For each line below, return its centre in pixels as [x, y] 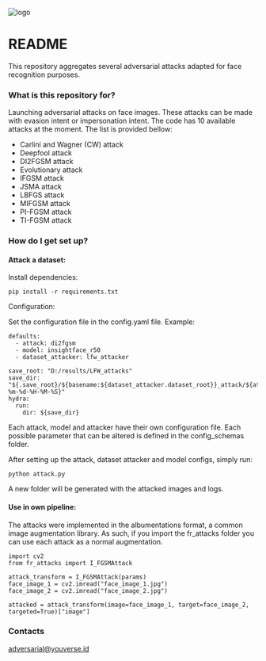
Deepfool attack [46, 153]
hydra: [19, 399]
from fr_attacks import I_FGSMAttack [70, 563]
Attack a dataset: [37, 260]
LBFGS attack [42, 195]
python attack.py [37, 474]
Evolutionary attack [51, 170]
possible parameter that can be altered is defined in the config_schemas [126, 436]
